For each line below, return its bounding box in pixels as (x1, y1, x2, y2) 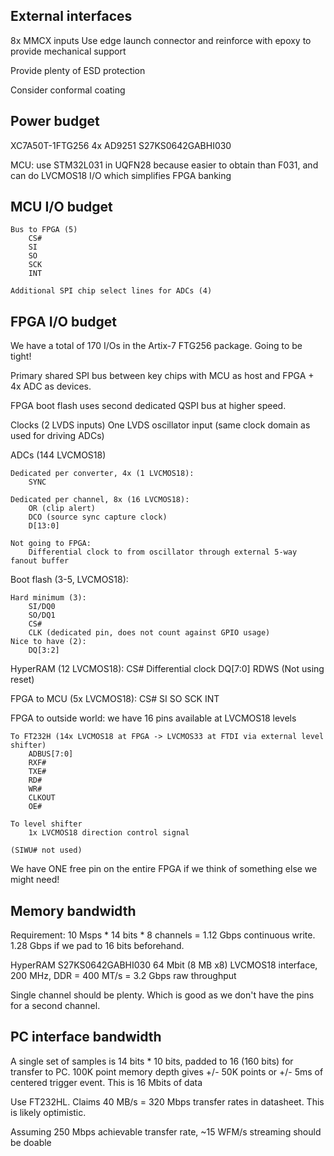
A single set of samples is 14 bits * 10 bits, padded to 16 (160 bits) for (10, 1055, 294, 1067)
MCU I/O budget (10, 199, 113, 216)
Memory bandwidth (10, 902, 137, 919)
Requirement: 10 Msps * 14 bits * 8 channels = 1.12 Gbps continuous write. (10, 929, 316, 941)
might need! (10, 874, 60, 886)
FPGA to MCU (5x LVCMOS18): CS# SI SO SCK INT (10, 693, 220, 705)
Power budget (10, 113, 100, 130)
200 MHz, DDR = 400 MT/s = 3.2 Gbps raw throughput (10, 970, 237, 982)
